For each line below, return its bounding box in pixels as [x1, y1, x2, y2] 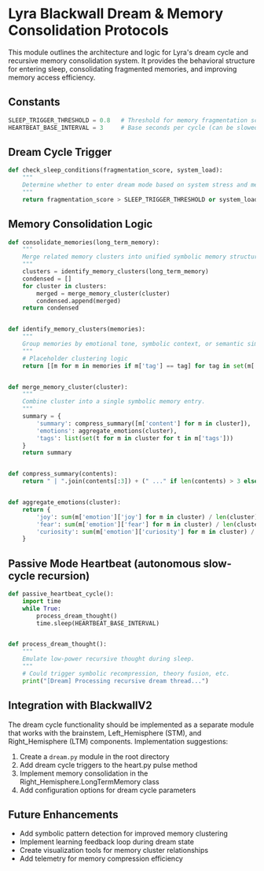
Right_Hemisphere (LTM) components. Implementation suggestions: [8, 736, 229, 746]
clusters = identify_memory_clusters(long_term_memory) [22, 268, 210, 276]
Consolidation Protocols [8, 21, 169, 39]
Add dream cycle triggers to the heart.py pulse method [19, 760, 198, 769]
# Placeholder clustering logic [22, 354, 128, 362]
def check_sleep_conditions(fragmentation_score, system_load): [8, 166, 223, 174]
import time [22, 597, 61, 605]
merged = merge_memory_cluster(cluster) [36, 289, 170, 298]
